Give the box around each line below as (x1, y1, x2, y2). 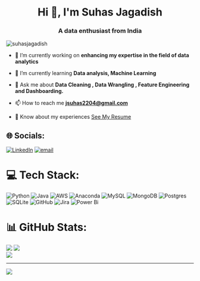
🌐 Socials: (6, 131, 45, 141)
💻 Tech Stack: (6, 168, 80, 182)
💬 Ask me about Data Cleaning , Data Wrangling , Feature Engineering (14, 81, 189, 88)
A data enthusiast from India (58, 27, 142, 35)
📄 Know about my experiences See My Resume (14, 113, 132, 121)
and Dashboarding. (14, 88, 64, 95)
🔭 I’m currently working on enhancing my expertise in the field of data (14, 52, 189, 59)
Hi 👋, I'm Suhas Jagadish (37, 5, 162, 19)
